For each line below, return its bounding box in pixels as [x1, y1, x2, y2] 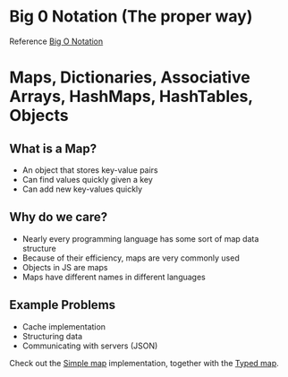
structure [21, 243, 56, 253]
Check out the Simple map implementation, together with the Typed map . [9, 357, 279, 368]
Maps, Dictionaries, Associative [9, 67, 250, 88]
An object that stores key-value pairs [21, 164, 158, 176]
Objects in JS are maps [21, 261, 108, 272]
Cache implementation [21, 321, 106, 332]
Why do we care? [9, 210, 108, 225]
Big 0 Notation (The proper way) [9, 6, 253, 27]
